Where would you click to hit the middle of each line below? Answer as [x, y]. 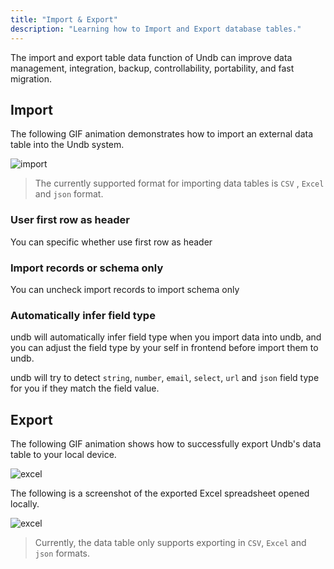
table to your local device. [63, 455]
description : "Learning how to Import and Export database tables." [156, 29]
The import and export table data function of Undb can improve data [151, 57]
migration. [31, 78]
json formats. [62, 553]
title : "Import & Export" [64, 19]
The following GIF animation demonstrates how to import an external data [162, 134]
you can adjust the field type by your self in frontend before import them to [164, 348]
